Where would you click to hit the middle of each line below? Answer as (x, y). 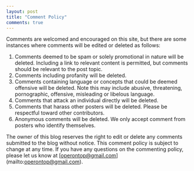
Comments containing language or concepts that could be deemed (96, 82)
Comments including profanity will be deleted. (70, 76)
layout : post (22, 11)
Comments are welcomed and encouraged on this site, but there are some (96, 39)
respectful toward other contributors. (60, 113)
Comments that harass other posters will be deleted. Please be (91, 107)
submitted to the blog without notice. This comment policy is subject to (92, 143)
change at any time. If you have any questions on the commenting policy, (95, 149)
